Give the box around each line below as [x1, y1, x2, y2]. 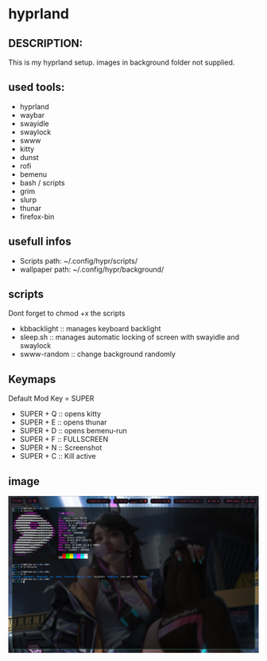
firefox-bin [19, 212, 55, 221]
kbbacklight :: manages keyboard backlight [19, 324, 161, 334]
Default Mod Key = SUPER [8, 393, 95, 403]
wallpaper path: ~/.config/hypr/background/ [19, 264, 164, 274]
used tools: [8, 80, 65, 94]
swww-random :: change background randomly [19, 350, 176, 359]
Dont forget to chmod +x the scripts [8, 308, 126, 319]
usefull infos [8, 235, 72, 248]
